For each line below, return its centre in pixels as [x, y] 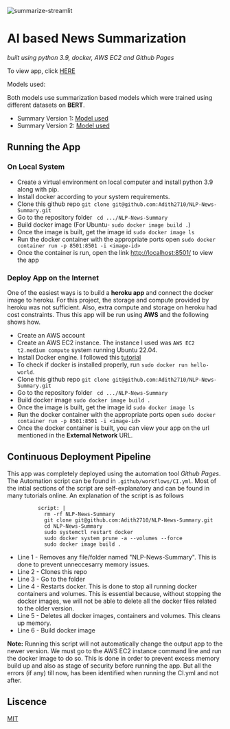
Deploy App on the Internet [53, 278]
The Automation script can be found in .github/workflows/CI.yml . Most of [112, 481]
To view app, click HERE [41, 71]
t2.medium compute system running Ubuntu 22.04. [87, 350]
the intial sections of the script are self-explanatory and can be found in [108, 488]
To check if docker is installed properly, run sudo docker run [102, 364]
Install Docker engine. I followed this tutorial [79, 357]
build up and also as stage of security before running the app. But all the [109, 666]
